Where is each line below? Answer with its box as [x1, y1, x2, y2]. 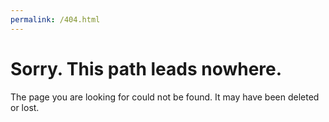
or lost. [10, 101, 40, 113]
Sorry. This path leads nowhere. [10, 57, 283, 80]
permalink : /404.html [10, 14, 101, 25]
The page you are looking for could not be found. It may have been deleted [10, 91, 320, 103]
